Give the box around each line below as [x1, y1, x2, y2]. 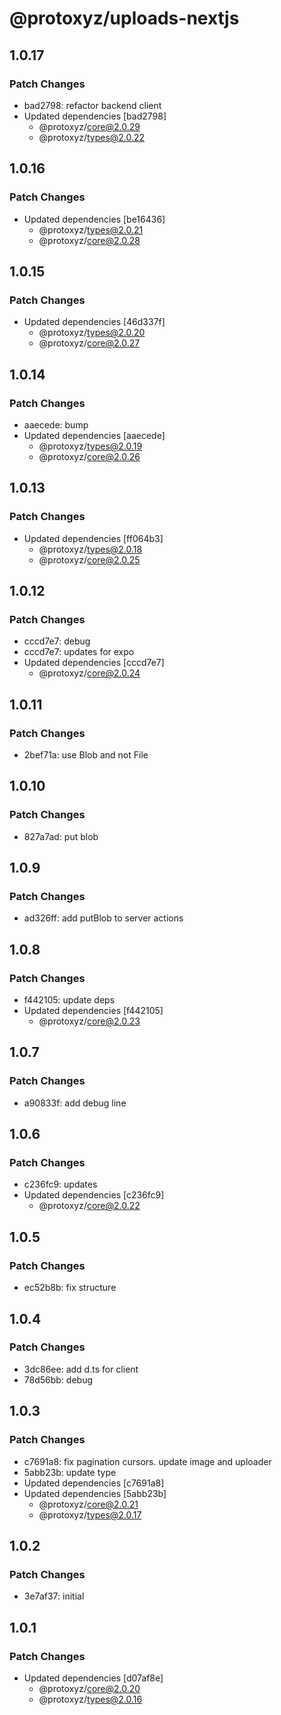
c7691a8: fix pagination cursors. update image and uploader [23, 1455, 272, 1467]
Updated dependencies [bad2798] [23, 110, 167, 122]
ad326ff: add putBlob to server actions [23, 912, 184, 924]
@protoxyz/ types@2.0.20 [38, 327, 146, 339]
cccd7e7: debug [23, 635, 91, 647]
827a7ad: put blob [23, 830, 99, 842]
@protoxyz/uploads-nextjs [9, 7, 240, 30]
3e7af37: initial [23, 1590, 85, 1602]
